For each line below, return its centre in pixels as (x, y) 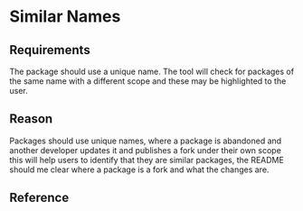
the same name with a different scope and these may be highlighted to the (148, 81)
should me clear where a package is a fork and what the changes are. (139, 170)
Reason (31, 119)
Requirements (50, 50)
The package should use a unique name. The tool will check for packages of (152, 71)
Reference (39, 198)
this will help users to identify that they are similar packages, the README (147, 160)
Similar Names (65, 17)
